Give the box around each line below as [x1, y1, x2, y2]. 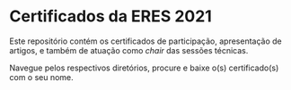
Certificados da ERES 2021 [9, 6, 213, 27]
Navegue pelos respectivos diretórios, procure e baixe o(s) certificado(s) [9, 62, 279, 73]
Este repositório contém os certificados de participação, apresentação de [9, 36, 282, 46]
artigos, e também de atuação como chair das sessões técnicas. [9, 45, 249, 55]
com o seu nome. [9, 71, 74, 82]
